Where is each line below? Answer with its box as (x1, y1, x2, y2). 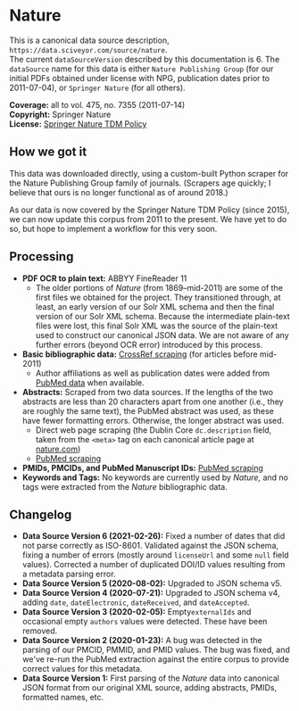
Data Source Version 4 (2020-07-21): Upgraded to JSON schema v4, (21, 588, 280, 599)
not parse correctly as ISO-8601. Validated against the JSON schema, (21, 541, 279, 551)
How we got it (9, 145, 87, 160)
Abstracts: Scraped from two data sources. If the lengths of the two (21, 386, 274, 397)
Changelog (9, 507, 72, 522)
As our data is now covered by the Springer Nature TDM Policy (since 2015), (9, 204, 290, 215)
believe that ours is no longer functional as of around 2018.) (9, 186, 229, 197)
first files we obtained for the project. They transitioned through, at (35, 292, 281, 302)
